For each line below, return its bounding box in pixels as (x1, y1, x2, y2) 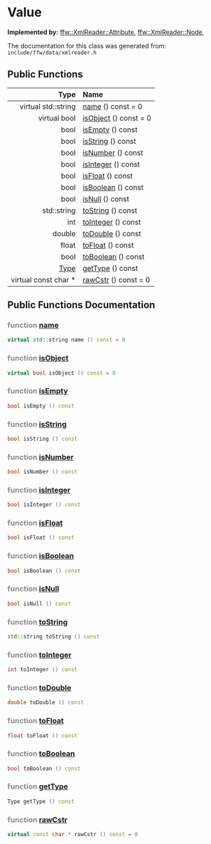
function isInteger (7, 485, 71, 495)
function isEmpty (7, 386, 69, 396)
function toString (7, 616, 68, 626)
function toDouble (7, 683, 72, 693)
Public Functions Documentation (7, 299, 156, 311)
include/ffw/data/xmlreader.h (7, 49, 97, 56)
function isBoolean (7, 551, 75, 561)
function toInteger (7, 650, 72, 660)
